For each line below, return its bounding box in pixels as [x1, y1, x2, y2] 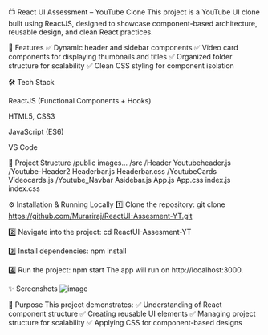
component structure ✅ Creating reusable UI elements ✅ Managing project [8, 309, 256, 318]
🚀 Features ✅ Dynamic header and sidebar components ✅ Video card [8, 43, 238, 52]
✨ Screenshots [8, 284, 58, 293]
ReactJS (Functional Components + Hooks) [8, 96, 152, 105]
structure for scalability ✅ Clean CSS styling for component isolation [8, 61, 234, 71]
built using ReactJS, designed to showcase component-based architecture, [8, 19, 258, 28]
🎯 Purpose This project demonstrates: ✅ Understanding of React [8, 300, 222, 309]
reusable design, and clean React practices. [8, 27, 154, 37]
